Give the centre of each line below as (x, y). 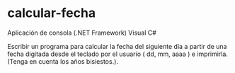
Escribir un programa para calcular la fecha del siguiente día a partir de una (117, 46)
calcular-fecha (52, 13)
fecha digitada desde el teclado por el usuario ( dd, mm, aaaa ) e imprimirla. (118, 54)
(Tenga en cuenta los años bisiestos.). (63, 61)
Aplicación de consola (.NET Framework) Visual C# (82, 33)
